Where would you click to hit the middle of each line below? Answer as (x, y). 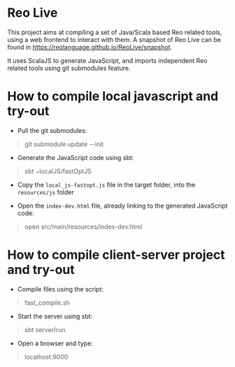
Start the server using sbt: (55, 316)
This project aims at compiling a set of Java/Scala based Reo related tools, (115, 32)
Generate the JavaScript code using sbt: (76, 157)
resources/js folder (46, 192)
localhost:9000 (46, 357)
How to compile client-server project (116, 255)
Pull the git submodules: (52, 130)
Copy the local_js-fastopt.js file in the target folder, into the (106, 185)
